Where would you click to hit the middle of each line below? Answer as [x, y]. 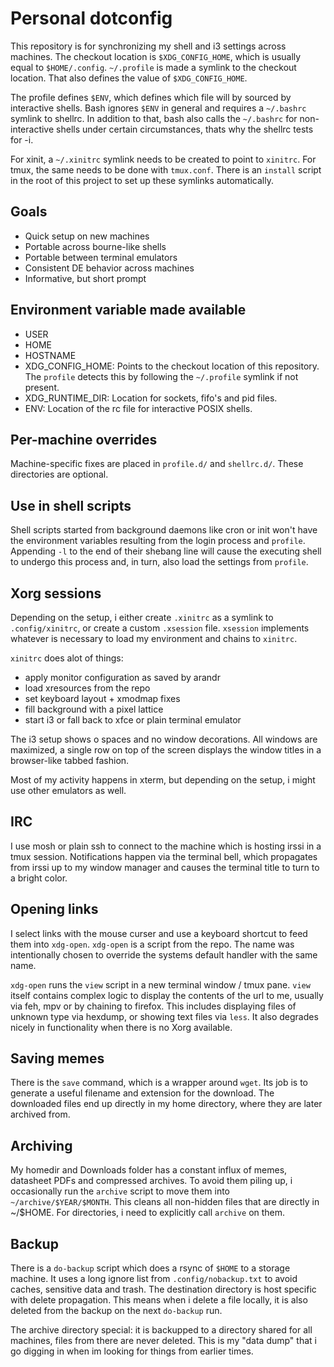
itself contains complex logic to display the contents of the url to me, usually [167, 995]
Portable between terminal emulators [101, 257]
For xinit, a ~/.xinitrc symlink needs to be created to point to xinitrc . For [163, 159]
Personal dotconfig [91, 18]
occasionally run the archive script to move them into [120, 1191]
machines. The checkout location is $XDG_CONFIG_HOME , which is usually [156, 56]
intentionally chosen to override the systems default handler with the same [164, 954]
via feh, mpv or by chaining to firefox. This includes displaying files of [153, 1006]
